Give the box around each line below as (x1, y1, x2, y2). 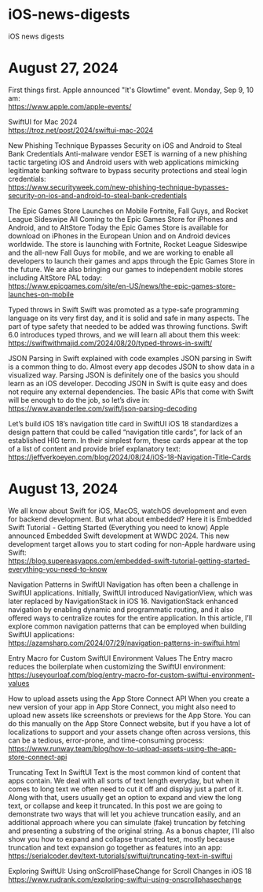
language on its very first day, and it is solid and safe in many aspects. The (8, 313, 250, 323)
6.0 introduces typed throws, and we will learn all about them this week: (8, 330, 241, 339)
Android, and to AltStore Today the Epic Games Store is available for (8, 223, 228, 232)
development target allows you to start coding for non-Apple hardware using (8, 539, 256, 548)
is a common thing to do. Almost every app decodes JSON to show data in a (8, 362, 255, 371)
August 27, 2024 (8, 59, 119, 77)
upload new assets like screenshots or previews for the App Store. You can (8, 710, 251, 720)
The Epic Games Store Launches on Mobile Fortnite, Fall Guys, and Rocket (8, 206, 249, 216)
